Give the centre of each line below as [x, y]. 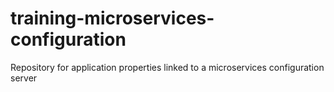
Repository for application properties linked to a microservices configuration [167, 67]
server [24, 78]
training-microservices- [112, 18]
